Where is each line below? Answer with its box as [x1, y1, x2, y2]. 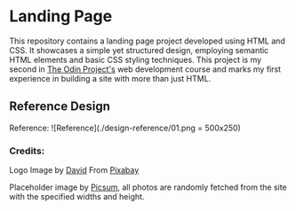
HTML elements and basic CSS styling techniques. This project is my [9, 54, 262, 65]
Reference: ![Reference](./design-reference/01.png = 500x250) [9, 122, 242, 133]
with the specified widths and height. [9, 191, 145, 202]
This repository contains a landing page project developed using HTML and [9, 35, 286, 46]
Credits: [9, 145, 45, 157]
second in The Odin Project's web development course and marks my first [9, 64, 282, 74]
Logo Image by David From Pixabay [9, 165, 140, 176]
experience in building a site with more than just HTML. [9, 73, 212, 83]
